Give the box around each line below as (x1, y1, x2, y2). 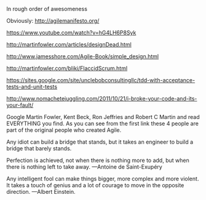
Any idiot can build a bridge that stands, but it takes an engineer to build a (6, 138, 194, 145)
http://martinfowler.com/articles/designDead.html (6, 41, 132, 48)
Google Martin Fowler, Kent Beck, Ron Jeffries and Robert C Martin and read (6, 113, 200, 120)
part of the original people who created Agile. (6, 126, 122, 134)
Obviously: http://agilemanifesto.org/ (6, 17, 100, 24)
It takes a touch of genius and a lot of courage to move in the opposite (6, 182, 184, 189)
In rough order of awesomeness (6, 6, 88, 12)
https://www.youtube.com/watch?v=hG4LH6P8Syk (6, 29, 137, 36)
